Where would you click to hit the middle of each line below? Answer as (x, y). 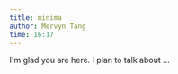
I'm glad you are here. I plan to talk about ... (90, 60)
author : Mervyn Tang (48, 26)
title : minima (36, 18)
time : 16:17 (31, 34)
